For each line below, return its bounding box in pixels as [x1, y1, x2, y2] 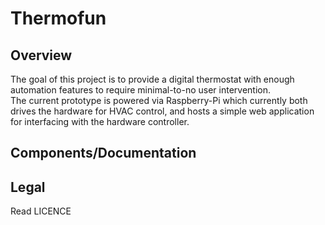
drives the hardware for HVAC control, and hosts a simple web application [10, 105, 315, 117]
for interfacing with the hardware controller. [10, 116, 190, 127]
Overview [10, 47, 73, 64]
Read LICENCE [10, 205, 72, 217]
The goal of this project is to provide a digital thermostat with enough [10, 73, 295, 85]
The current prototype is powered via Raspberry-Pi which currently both [10, 95, 308, 106]
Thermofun [10, 7, 107, 30]
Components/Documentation [10, 145, 197, 162]
